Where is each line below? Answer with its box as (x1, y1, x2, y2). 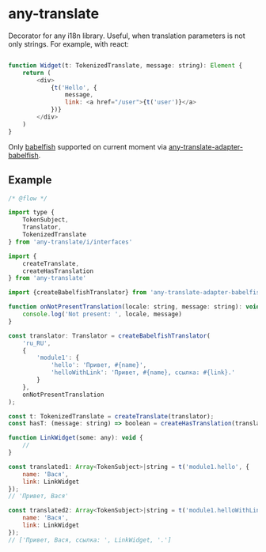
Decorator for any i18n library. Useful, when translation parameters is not (8, 31, 245, 40)
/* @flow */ (8, 195, 47, 202)
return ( (22, 69, 51, 77)
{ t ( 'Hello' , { (50, 84, 97, 92)
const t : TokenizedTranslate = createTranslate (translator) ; (8, 412, 215, 420)
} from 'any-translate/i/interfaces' (8, 238, 133, 246)
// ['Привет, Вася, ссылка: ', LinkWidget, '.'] (8, 535, 172, 544)
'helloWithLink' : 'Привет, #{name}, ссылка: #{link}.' (50, 369, 236, 376)
